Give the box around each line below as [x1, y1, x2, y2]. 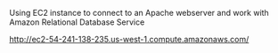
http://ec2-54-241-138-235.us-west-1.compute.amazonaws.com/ [9, 34, 249, 44]
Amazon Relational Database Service [9, 17, 145, 27]
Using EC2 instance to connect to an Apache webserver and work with [9, 8, 269, 18]
